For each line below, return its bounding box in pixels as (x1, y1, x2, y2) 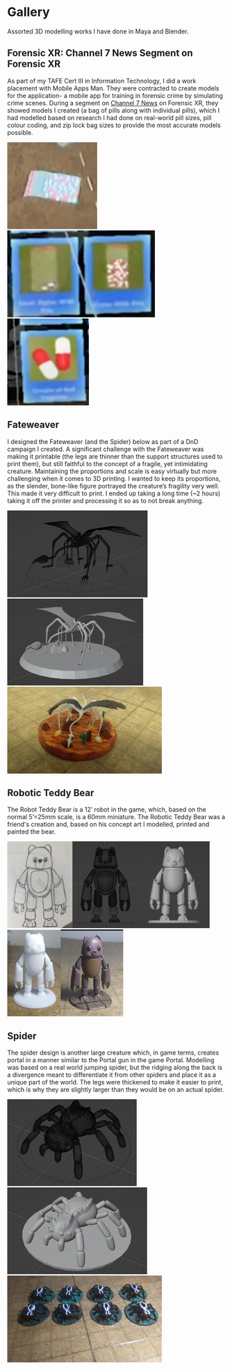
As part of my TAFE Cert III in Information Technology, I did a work (7, 76, 197, 85)
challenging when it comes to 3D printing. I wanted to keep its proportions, (7, 474, 221, 483)
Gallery (7, 4, 50, 20)
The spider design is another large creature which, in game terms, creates (7, 1048, 219, 1057)
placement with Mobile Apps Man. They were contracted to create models (7, 84, 219, 92)
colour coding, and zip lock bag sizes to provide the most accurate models (7, 121, 221, 129)
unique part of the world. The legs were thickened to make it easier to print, (7, 1078, 224, 1087)
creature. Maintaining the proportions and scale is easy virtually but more (7, 467, 217, 475)
